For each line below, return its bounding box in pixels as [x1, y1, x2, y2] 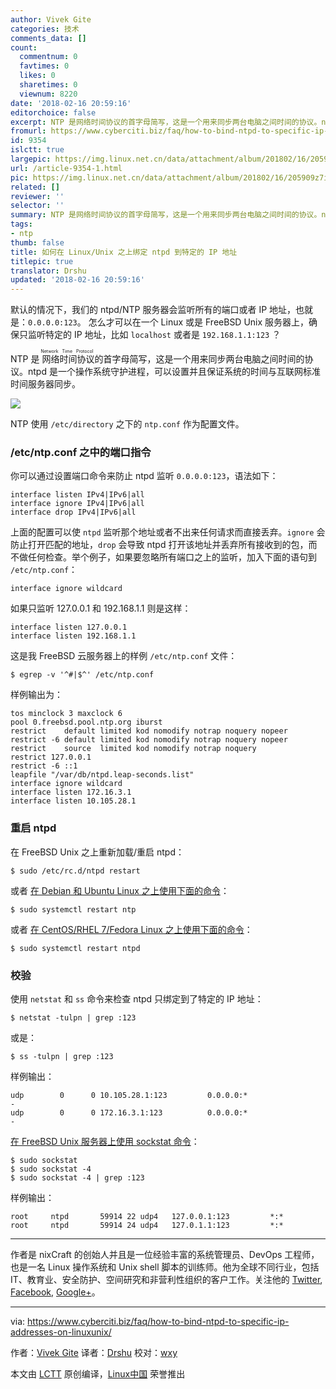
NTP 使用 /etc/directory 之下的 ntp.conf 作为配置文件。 [10, 418, 245, 430]
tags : [10, 219, 33, 230]
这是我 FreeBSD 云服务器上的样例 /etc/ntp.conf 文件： [10, 650, 238, 662]
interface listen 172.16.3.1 [10, 787, 132, 798]
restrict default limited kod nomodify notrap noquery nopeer [10, 726, 288, 736]
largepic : [10, 154, 52, 164]
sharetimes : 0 [19, 80, 78, 90]
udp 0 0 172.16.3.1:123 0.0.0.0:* [10, 1108, 248, 1118]
